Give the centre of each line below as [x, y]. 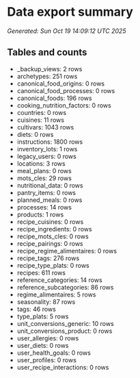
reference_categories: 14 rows [59, 280]
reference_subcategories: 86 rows [65, 287]
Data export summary [70, 12]
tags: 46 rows [36, 309]
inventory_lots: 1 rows [47, 149]
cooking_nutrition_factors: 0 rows [64, 105]
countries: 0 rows [42, 112]
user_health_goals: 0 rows [54, 353]
